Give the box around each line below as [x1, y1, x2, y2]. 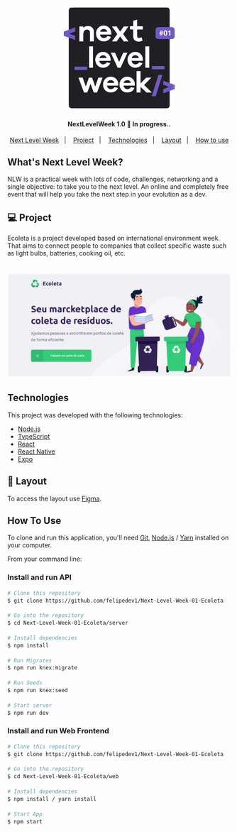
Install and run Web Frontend [7, 726, 109, 736]
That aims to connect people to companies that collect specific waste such [7, 241, 227, 250]
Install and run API [7, 572, 72, 582]
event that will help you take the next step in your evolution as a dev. [7, 190, 207, 199]
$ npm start [7, 818, 43, 825]
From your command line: [7, 554, 82, 564]
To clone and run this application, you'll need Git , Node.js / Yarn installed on [7, 533, 229, 542]
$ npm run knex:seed [7, 687, 69, 694]
